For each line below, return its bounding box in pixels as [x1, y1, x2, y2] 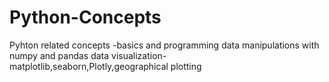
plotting [170, 60, 202, 72]
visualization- [111, 49, 167, 61]
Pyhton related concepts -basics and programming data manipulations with [9, 39, 320, 51]
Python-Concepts [9, 6, 162, 29]
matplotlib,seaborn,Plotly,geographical [9, 60, 169, 72]
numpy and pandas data [9, 49, 110, 61]
